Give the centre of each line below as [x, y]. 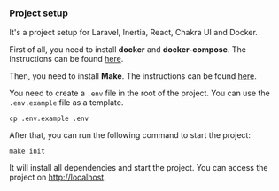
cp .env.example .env [49, 119]
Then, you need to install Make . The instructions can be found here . [133, 76]
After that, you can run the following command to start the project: [130, 135]
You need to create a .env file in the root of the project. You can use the [139, 93]
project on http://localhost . [58, 177]
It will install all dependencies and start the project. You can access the [139, 168]
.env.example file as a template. [66, 103]
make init [27, 152]
